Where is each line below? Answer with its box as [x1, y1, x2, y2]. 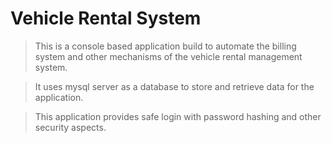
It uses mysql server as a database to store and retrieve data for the [34, 80, 315, 92]
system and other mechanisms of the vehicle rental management [34, 50, 303, 62]
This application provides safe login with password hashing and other [34, 110, 322, 122]
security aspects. [34, 121, 107, 133]
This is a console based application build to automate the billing [34, 40, 297, 52]
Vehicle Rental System [10, 7, 202, 30]
